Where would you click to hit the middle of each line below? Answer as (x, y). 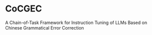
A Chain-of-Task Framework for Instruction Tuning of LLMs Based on (76, 22)
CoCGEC (24, 9)
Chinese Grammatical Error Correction (44, 27)
